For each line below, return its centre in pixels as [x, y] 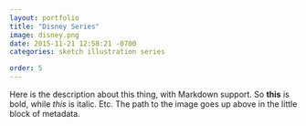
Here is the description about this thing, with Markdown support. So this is [149, 94]
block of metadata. [45, 114]
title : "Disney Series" [55, 26]
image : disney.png [44, 35]
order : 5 [26, 68]
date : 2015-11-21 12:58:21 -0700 [73, 43]
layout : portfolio [44, 18]
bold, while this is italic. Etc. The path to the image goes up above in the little [153, 104]
